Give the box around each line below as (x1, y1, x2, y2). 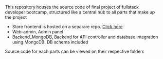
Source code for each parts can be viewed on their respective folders (5, 48, 145, 54)
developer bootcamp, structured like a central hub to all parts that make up (5, 9, 155, 15)
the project (5, 15, 27, 20)
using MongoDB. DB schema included (12, 39, 89, 45)
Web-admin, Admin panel (12, 29, 63, 34)
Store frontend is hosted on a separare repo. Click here (12, 24, 123, 29)
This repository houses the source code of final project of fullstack (5, 4, 139, 10)
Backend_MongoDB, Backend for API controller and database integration (12, 34, 158, 40)
